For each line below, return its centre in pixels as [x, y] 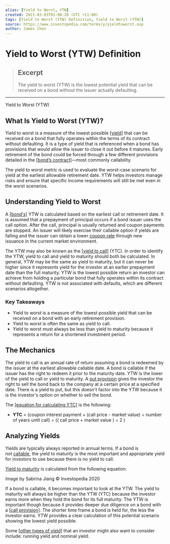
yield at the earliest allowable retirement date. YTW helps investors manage [84, 175]
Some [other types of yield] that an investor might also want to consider [80, 530]
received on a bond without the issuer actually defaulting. [78, 90]
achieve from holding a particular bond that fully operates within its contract [84, 278]
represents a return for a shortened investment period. [69, 334]
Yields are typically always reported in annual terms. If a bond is [72, 448]
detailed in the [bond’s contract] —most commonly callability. [69, 160]
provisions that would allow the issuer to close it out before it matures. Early [84, 149]
